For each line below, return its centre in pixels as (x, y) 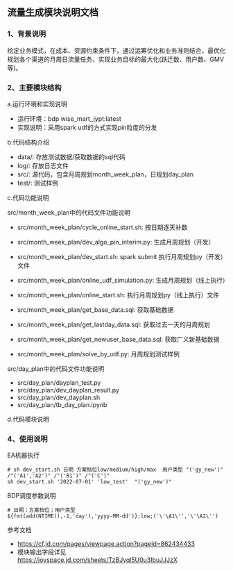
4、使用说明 (27, 438)
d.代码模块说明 (28, 419)
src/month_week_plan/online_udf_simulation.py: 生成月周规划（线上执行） (123, 280)
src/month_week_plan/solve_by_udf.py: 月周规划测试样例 (98, 354)
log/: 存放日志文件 (43, 165)
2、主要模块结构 (34, 88)
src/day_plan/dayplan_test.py (59, 382)
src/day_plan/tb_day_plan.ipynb (62, 404)
